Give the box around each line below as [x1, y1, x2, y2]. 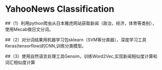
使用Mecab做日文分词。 [5, 26, 54, 32]
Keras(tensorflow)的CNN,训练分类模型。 [5, 43, 86, 48]
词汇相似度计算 [5, 59, 35, 65]
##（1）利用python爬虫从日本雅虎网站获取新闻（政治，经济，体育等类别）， [5, 20, 157, 26]
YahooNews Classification [5, 3, 115, 15]
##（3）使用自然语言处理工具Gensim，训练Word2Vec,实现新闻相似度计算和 [5, 53, 158, 59]
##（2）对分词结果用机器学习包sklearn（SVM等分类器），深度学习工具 [5, 37, 146, 43]
